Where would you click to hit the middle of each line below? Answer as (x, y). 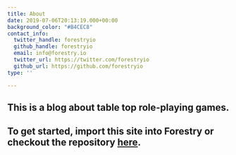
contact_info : (28, 33)
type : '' (20, 73)
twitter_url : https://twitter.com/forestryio (82, 60)
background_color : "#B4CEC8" (50, 27)
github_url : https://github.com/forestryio (78, 66)
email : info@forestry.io (50, 54)
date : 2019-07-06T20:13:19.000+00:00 (63, 20)
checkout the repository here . (74, 143)
